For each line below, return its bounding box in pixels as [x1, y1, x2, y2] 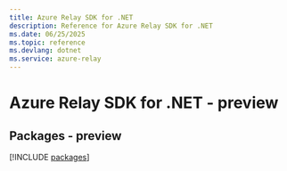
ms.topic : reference [9, 37, 86, 47]
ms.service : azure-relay [9, 54, 102, 63]
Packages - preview [9, 128, 122, 143]
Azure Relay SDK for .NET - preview [9, 93, 279, 113]
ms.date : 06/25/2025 [9, 29, 86, 38]
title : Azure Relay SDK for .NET [9, 12, 134, 22]
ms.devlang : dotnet [9, 46, 82, 55]
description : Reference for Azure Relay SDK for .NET [9, 21, 214, 30]
